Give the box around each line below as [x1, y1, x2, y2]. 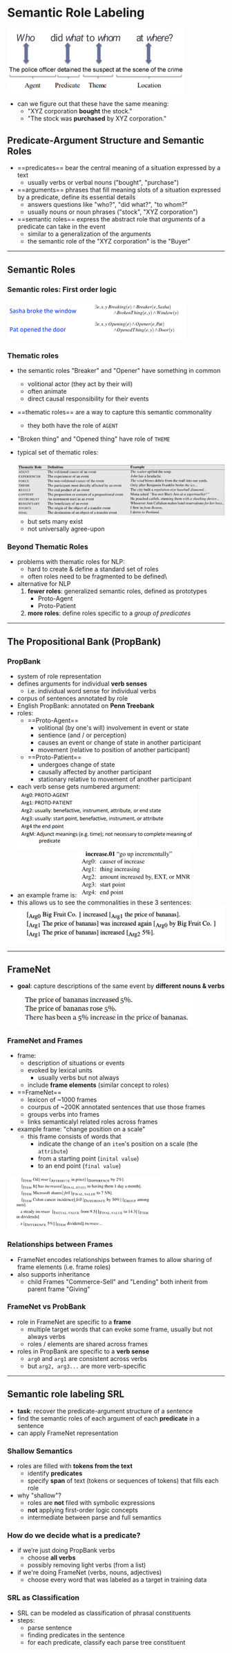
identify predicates [27, 1469, 83, 1477]
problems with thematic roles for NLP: [17, 558, 126, 566]
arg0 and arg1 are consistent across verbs [27, 1354, 147, 1362]
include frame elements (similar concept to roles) [27, 1081, 169, 1089]
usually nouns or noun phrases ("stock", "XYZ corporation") [27, 208, 198, 216]
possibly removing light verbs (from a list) [27, 1561, 146, 1569]
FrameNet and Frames [7, 1036, 83, 1045]
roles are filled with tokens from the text [17, 1461, 133, 1470]
